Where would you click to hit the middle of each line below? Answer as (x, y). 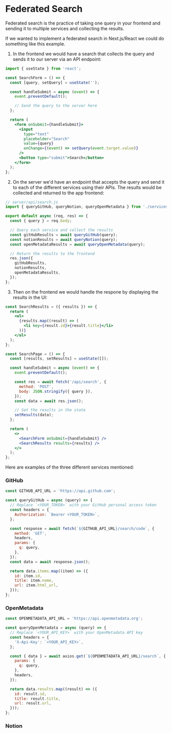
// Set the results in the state (50, 410)
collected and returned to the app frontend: (58, 193)
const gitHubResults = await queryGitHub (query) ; (64, 235)
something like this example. (35, 43)
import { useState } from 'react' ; (43, 69)
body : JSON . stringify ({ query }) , (56, 391)
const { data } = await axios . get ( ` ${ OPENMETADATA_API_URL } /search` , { (88, 656)
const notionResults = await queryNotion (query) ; (64, 239)
